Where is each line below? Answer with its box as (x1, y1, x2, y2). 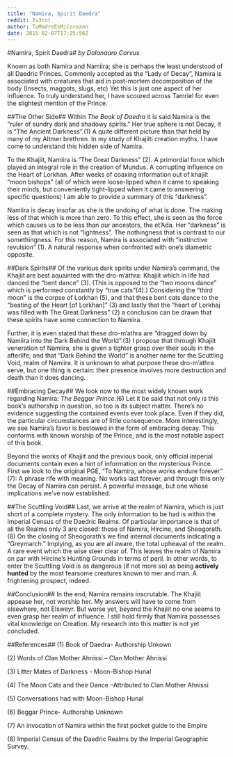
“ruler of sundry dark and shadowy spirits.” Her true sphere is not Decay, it (7, 120, 221, 129)
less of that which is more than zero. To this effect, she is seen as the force (7, 214, 223, 222)
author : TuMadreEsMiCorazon (7, 23, 89, 30)
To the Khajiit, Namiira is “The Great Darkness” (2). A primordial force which (7, 156, 225, 164)
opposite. (7, 250, 35, 259)
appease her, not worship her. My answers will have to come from (7, 598, 196, 606)
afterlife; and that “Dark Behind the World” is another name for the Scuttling (7, 351, 224, 360)
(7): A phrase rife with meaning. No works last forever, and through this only (7, 475, 225, 483)
